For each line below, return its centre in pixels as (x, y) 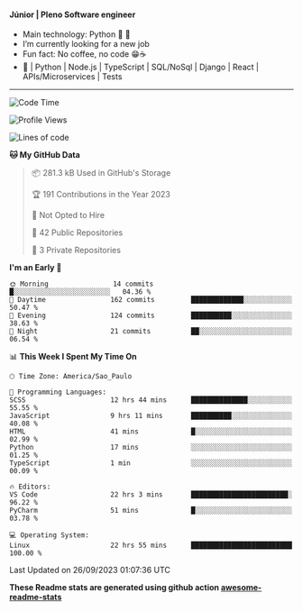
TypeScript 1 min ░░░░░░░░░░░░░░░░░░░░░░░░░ (151, 463)
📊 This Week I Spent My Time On (73, 357)
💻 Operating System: (50, 535)
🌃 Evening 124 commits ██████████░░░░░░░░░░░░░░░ (151, 316)
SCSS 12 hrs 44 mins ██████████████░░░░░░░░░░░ (151, 400)
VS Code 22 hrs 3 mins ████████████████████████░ (151, 495)
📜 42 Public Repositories (77, 233)
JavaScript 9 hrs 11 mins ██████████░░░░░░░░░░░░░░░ (151, 416)
